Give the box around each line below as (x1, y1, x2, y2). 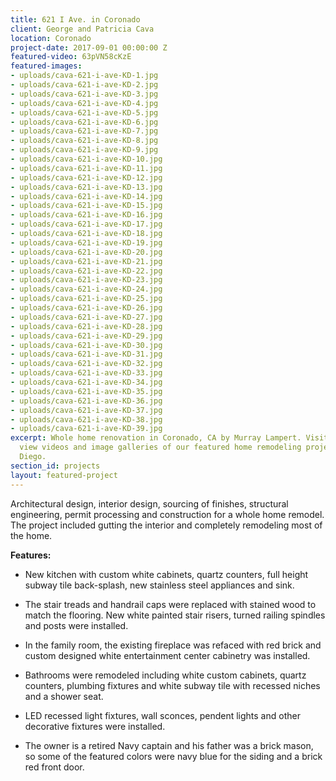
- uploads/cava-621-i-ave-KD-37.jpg (10, 405, 163, 415)
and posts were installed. (24, 619, 129, 631)
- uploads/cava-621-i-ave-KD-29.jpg (10, 331, 163, 341)
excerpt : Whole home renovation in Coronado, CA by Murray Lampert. (10, 433, 302, 443)
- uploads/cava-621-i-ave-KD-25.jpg (10, 294, 163, 304)
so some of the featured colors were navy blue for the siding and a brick (24, 750, 323, 762)
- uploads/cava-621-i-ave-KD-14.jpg (10, 191, 163, 201)
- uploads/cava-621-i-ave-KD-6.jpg (10, 117, 159, 127)
